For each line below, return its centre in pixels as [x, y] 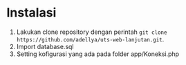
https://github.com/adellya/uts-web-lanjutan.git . [90, 39]
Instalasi [31, 13]
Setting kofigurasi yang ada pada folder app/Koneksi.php [98, 54]
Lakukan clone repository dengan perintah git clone [92, 32]
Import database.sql [45, 46]
